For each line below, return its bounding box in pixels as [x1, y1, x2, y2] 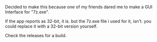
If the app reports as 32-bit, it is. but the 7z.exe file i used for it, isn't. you [5, 19, 152, 24]
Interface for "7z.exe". [5, 9, 50, 15]
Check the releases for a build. [5, 33, 67, 38]
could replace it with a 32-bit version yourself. [5, 23, 98, 29]
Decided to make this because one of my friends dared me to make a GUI [5, 4, 153, 10]
